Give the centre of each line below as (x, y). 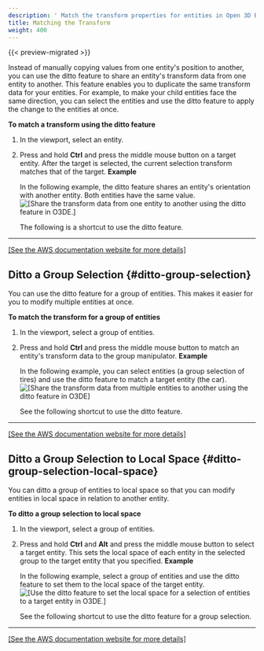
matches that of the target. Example (78, 172)
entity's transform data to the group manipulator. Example (114, 356)
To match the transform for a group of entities (84, 317)
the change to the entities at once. (64, 109)
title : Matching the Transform (59, 23)
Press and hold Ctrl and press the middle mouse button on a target (128, 155)
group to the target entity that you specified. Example (106, 561)
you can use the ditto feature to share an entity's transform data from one (127, 76)
